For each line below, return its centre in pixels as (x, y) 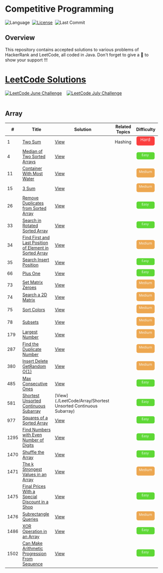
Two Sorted (34, 156)
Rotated (30, 226)
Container (32, 169)
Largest (30, 332)
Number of (33, 440)
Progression (35, 554)
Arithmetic (33, 549)
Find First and (36, 237)
